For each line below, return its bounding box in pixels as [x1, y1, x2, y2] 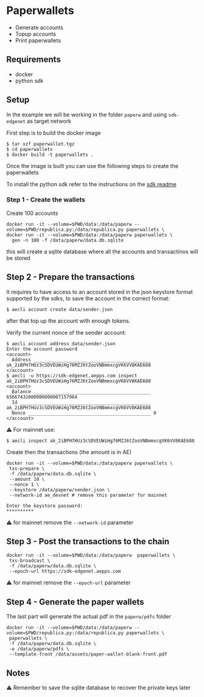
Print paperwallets [15, 37, 62, 44]
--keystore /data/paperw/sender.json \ [9, 486, 111, 493]
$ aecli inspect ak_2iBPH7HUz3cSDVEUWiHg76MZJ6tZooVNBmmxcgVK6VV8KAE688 [6, 438, 195, 444]
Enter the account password [6, 346, 78, 352]
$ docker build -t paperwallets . [6, 152, 94, 158]
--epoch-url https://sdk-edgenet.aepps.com [9, 569, 121, 575]
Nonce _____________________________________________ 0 [12, 410, 157, 416]
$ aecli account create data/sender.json [6, 306, 113, 312]
